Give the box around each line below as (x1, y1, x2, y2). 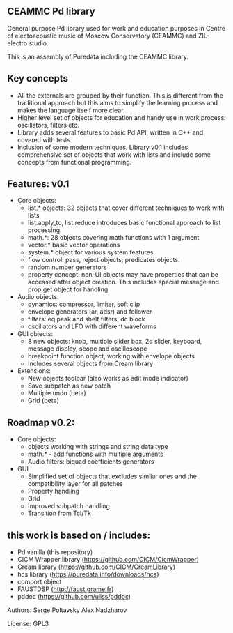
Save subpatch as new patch (27, 381, 111, 390)
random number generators (27, 263, 107, 271)
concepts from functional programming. (17, 158, 132, 166)
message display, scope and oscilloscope (27, 344, 147, 353)
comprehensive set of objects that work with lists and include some (17, 150, 211, 159)
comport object (17, 578, 62, 586)
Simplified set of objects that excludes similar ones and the (27, 472, 197, 480)
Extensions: (17, 367, 51, 375)
